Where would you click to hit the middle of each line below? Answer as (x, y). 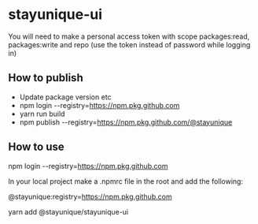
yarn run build (42, 114)
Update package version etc (65, 97)
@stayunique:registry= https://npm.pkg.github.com (90, 196)
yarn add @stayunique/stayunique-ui (68, 211)
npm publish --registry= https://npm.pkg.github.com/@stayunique (126, 122)
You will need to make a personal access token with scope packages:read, (129, 36)
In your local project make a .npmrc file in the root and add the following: (126, 181)
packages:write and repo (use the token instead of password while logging (129, 44)
